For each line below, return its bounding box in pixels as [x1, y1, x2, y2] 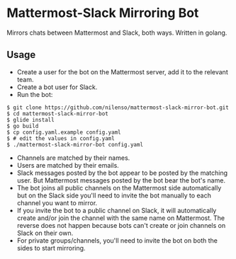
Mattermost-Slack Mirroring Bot [6, 5, 199, 21]
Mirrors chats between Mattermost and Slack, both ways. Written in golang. [6, 28, 227, 37]
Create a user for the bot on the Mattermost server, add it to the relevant [16, 67, 228, 76]
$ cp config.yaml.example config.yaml [6, 129, 121, 136]
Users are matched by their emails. [16, 161, 120, 169]
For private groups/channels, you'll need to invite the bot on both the [16, 236, 218, 245]
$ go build [6, 122, 39, 129]
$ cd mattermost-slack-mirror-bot [6, 110, 109, 117]
